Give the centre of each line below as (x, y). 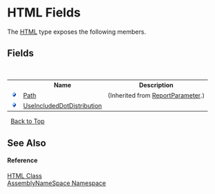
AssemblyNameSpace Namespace (57, 183)
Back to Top (27, 121)
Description (157, 85)
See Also (27, 143)
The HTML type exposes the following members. (77, 32)
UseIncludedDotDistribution (63, 105)
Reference (22, 160)
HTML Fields (44, 13)
